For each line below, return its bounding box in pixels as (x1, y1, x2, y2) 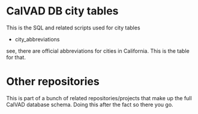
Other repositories (6, 75, 100, 88)
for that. (6, 53, 26, 61)
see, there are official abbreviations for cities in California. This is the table (6, 47, 190, 55)
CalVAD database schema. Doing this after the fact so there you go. (6, 101, 173, 108)
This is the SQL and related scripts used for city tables (6, 24, 140, 31)
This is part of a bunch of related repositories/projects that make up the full (6, 94, 192, 101)
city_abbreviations (14, 35, 60, 43)
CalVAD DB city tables (6, 4, 119, 18)
